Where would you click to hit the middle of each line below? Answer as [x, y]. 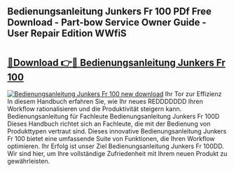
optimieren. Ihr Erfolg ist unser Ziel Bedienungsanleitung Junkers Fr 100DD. [116, 146]
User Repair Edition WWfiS [67, 33]
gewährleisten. [29, 161]
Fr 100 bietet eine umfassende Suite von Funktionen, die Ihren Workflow [111, 139]
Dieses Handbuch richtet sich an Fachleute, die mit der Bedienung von [109, 124]
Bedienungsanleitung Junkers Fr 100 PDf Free [110, 12]
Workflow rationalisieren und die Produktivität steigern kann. [95, 109]
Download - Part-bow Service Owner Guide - [107, 23]
